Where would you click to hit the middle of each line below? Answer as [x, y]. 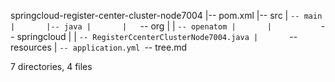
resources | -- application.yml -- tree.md [99, 47]
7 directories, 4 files [51, 66]
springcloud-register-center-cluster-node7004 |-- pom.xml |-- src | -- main [166, 15]
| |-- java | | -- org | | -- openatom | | [141, 26]
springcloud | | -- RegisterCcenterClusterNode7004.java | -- [157, 36]
